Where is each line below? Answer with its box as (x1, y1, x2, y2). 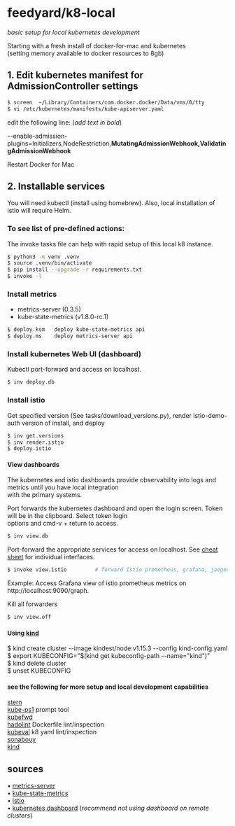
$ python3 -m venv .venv (7, 253, 80, 260)
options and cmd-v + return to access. (7, 519, 119, 528)
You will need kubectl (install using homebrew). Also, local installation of (7, 199, 215, 207)
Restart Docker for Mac (7, 160, 75, 169)
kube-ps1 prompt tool (7, 706, 69, 714)
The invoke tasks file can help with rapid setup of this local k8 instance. (7, 239, 213, 248)
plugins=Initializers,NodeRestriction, (7, 139, 112, 148)
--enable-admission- (7, 132, 68, 140)
